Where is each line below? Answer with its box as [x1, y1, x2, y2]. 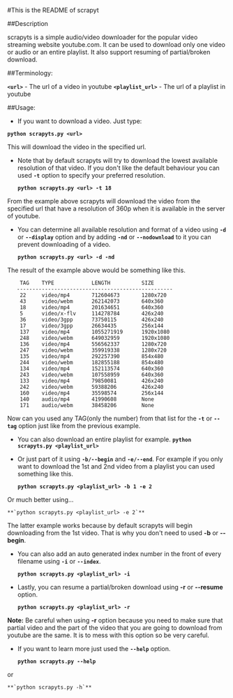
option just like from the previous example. [18, 422, 141, 429]
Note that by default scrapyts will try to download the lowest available [17, 157, 218, 164]
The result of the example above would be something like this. [7, 266, 186, 274]
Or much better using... [7, 496, 74, 504]
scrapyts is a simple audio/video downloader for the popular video [7, 33, 198, 41]
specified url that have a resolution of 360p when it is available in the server [7, 204, 225, 213]
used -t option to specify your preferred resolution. [17, 171, 165, 179]
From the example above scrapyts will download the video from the [7, 197, 201, 205]
